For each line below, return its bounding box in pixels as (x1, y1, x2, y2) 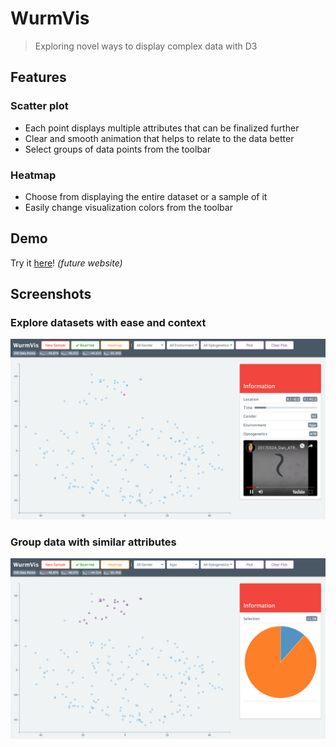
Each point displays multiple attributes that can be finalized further (24, 122, 300, 134)
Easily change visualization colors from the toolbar (24, 201, 233, 213)
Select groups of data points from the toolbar (24, 143, 212, 155)
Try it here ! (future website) (10, 257, 123, 269)
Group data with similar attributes (10, 535, 177, 549)
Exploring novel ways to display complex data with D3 (34, 40, 258, 52)
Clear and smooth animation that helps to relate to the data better (24, 132, 295, 144)
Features (10, 69, 67, 86)
